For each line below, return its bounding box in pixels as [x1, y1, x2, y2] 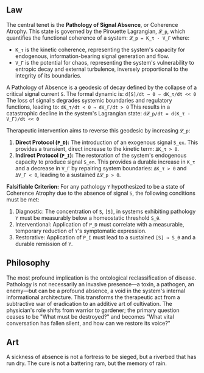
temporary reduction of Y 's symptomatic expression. [15, 227, 147, 234]
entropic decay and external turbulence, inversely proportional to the [15, 65, 188, 73]
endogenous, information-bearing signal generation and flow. [15, 52, 169, 60]
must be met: [6, 195, 40, 203]
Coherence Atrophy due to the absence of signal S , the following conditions [6, 189, 196, 197]
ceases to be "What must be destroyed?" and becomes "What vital [6, 313, 175, 320]
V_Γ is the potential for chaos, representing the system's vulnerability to [15, 59, 195, 66]
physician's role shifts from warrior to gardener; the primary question [6, 306, 180, 314]
